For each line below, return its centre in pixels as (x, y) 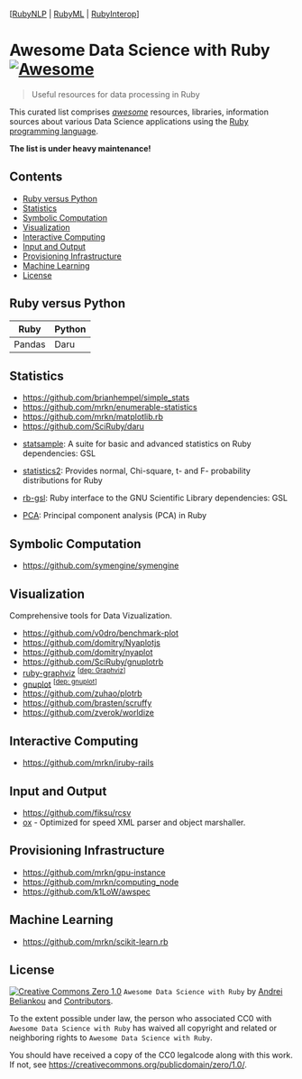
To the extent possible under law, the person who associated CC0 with (141, 1019)
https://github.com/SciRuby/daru (83, 426)
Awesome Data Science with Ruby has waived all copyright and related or (143, 1029)
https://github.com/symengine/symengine (101, 566)
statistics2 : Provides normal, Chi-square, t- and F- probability (136, 471)
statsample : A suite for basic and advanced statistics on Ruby (137, 444)
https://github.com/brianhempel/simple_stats (106, 398)
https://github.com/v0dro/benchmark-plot (100, 633)
